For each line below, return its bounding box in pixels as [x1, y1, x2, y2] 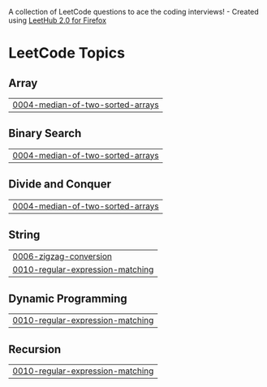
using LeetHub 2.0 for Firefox [8, 15, 107, 25]
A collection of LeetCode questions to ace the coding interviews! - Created [8, 7, 260, 16]
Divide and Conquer [8, 178, 112, 191]
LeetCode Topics [8, 44, 126, 62]
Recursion [8, 342, 62, 356]
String [8, 228, 41, 242]
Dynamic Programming [8, 291, 127, 305]
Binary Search [8, 127, 82, 140]
